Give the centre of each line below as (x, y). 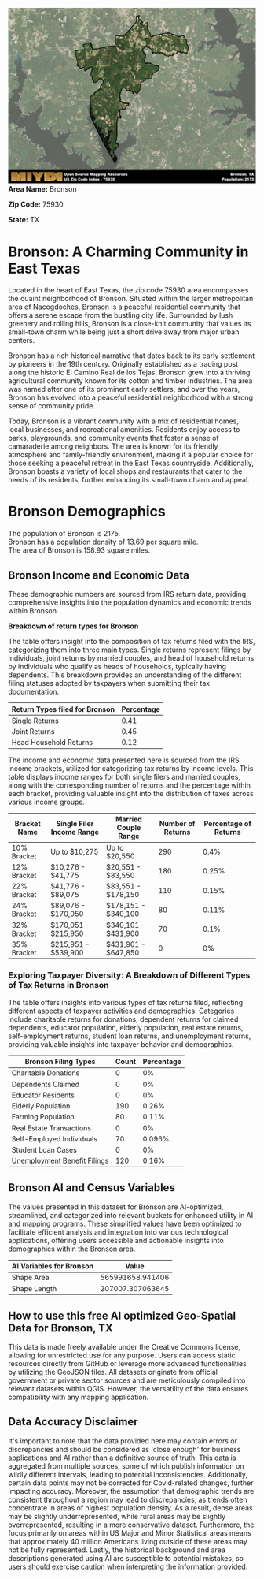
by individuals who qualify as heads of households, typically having (117, 667)
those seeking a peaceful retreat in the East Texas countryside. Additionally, (131, 463)
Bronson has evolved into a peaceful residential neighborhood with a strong (131, 397)
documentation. (34, 692)
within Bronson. (33, 611)
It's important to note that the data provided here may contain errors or (123, 1441)
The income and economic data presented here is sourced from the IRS (124, 760)
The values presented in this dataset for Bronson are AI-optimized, (116, 1207)
